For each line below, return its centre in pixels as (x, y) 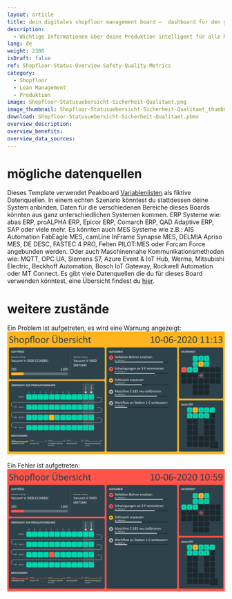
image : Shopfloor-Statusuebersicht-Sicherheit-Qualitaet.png (97, 102)
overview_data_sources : (41, 138)
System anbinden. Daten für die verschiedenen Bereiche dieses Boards (109, 208)
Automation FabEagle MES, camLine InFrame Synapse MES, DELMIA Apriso (115, 237)
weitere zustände (58, 309)
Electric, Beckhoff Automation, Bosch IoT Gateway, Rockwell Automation (110, 266)
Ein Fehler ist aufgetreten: (44, 465)
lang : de (20, 44)
